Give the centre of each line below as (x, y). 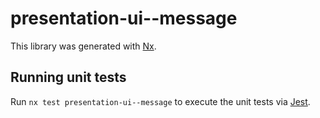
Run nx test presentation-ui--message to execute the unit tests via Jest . (160, 101)
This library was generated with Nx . (83, 46)
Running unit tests (68, 77)
